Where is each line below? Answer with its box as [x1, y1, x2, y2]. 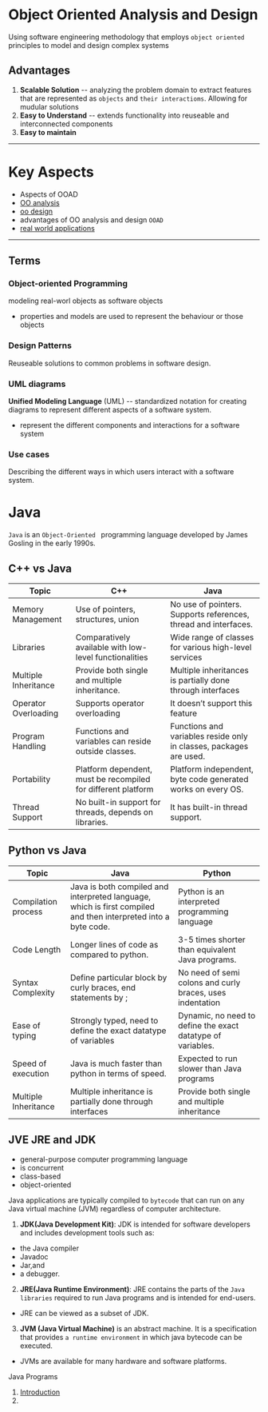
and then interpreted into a [70, 911, 170, 922]
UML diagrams [8, 378, 66, 389]
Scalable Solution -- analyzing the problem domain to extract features [19, 85, 252, 94]
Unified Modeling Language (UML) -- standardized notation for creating [8, 396, 247, 405]
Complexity [12, 987, 56, 998]
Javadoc [19, 1251, 49, 1261]
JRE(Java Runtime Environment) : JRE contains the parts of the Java [19, 1284, 246, 1294]
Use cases [8, 449, 50, 460]
